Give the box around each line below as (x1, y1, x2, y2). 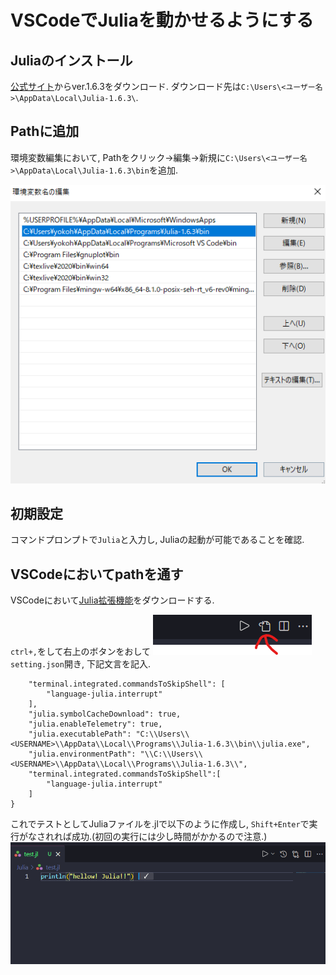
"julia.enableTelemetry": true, (28, 719, 163, 730)
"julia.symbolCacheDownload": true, (28, 709, 182, 720)
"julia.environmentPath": (28, 749, 137, 760)
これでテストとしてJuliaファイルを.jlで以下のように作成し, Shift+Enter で (10, 818, 310, 830)
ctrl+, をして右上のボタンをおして (10, 646, 152, 658)
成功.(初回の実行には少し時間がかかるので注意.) (71, 831, 268, 843)
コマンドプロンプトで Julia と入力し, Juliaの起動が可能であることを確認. (10, 534, 305, 546)
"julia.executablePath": (28, 729, 132, 740)
